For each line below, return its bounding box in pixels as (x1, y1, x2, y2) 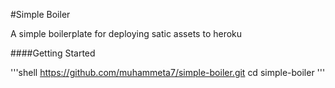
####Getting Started (10, 47, 96, 59)
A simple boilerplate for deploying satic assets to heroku (10, 28, 243, 39)
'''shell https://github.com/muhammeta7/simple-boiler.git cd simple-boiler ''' (10, 67, 326, 78)
